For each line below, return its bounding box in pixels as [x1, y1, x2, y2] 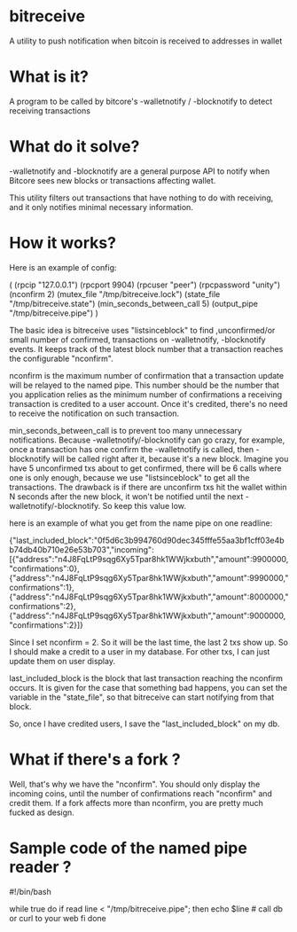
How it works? [9, 233, 117, 253]
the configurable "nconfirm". [9, 353, 113, 364]
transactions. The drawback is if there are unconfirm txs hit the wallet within [9, 482, 287, 492]
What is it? [9, 67, 90, 87]
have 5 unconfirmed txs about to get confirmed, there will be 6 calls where [9, 463, 282, 474]
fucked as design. [9, 807, 75, 818]
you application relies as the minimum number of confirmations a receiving [9, 388, 282, 400]
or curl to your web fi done [9, 912, 106, 923]
